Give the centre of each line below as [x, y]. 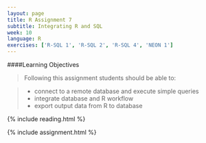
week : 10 [20, 32]
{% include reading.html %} [46, 119]
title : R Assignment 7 [39, 20]
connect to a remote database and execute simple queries [116, 91]
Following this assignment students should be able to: [100, 78]
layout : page [26, 13]
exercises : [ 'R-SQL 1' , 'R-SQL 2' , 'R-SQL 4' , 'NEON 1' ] [90, 45]
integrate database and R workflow [84, 99]
